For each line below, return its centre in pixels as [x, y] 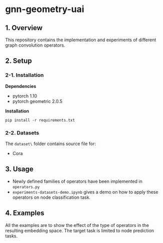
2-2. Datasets [22, 133]
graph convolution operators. [35, 45]
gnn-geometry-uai [45, 9]
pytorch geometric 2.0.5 [37, 101]
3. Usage [19, 169]
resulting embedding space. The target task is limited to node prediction [80, 230]
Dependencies [21, 86]
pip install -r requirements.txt [40, 120]
